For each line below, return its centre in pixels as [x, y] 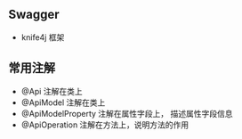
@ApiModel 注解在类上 [63, 102]
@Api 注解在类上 [52, 91]
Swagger [34, 15]
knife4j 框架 [43, 37]
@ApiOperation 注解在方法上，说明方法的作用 [105, 125]
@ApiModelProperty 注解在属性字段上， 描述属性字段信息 [127, 113]
